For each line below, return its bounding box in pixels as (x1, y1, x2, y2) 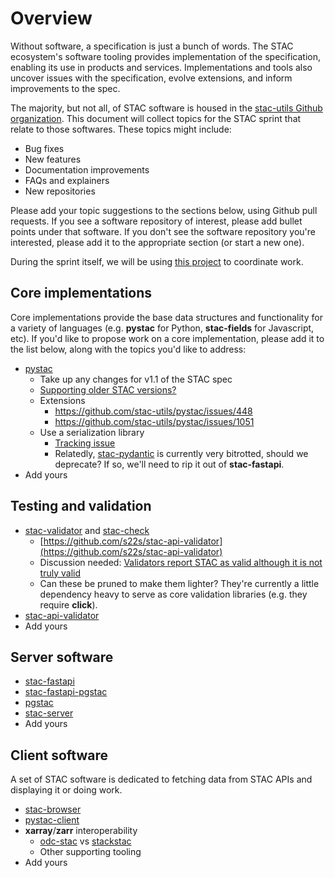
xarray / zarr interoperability (24, 825, 138, 837)
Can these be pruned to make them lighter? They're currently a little (39, 577, 320, 589)
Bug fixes (24, 142, 65, 154)
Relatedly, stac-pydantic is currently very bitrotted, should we (54, 447, 309, 459)
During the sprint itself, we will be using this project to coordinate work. (10, 255, 304, 267)
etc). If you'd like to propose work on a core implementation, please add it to (10, 332, 325, 344)
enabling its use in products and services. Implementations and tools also (10, 61, 313, 73)
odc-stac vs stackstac (39, 835, 132, 847)
